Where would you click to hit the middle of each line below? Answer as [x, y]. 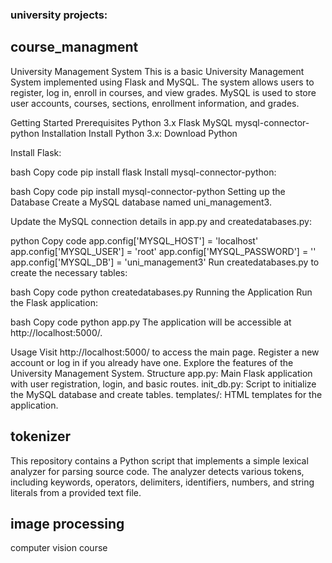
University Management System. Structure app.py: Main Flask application [161, 373]
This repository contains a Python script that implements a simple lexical [159, 460]
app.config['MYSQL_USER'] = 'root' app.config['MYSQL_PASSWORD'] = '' [163, 251]
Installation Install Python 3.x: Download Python [139, 133]
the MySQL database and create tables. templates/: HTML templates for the [166, 394]
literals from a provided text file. [76, 492]
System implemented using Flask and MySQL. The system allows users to [162, 82]
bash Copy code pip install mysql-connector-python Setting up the [148, 191]
